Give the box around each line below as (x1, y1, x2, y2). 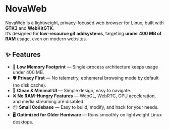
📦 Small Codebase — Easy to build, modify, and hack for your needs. (12, 104, 159, 110)
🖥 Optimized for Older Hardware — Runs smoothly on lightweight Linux (12, 111, 162, 117)
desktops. (12, 119, 34, 125)
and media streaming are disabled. (12, 98, 85, 104)
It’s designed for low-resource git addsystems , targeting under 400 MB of (5, 30, 162, 36)
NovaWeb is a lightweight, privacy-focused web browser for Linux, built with (5, 20, 164, 26)
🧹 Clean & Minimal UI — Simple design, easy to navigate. (12, 87, 132, 93)
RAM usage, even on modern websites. (5, 36, 87, 42)
